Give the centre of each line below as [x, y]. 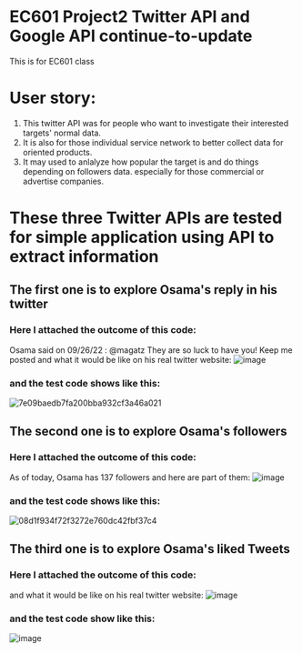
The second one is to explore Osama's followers [149, 432]
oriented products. [57, 152]
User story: [53, 98]
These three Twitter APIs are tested [146, 218]
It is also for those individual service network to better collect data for [153, 142]
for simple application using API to [142, 237]
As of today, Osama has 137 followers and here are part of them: [130, 477]
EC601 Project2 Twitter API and [130, 17]
